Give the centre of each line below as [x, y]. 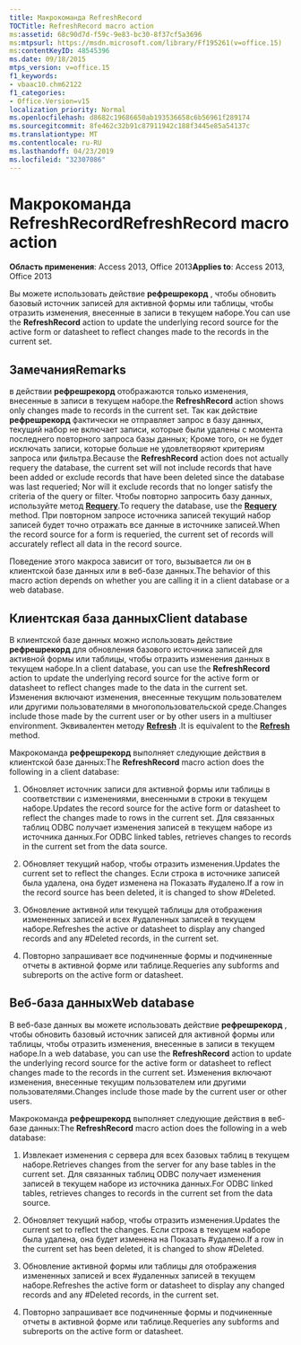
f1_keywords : [34, 76]
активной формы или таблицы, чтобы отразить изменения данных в [140, 659]
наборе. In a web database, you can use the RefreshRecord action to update [151, 1053]
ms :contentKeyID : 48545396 [60, 51]
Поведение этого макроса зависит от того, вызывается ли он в [130, 561]
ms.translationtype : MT [54, 135]
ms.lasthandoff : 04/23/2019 [62, 151]
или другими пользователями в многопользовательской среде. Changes [148, 707]
